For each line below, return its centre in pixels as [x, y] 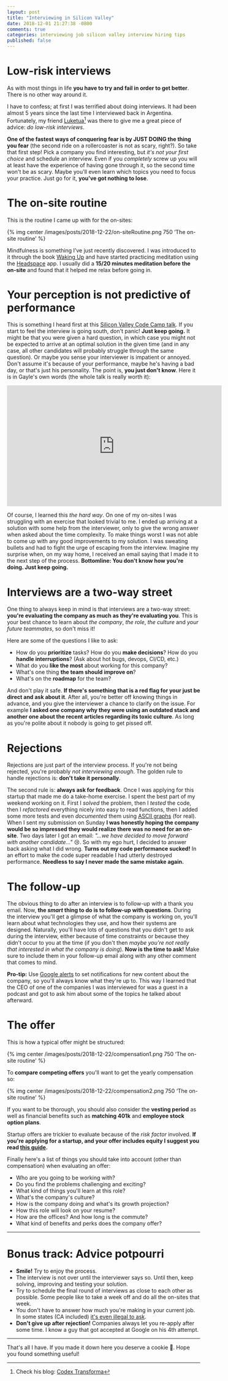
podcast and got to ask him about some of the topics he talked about [94, 994]
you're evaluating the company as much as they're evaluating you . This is [103, 616]
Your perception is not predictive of [99, 295]
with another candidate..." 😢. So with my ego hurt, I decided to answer [97, 842]
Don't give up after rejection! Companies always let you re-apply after [105, 1323]
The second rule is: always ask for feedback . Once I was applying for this [101, 790]
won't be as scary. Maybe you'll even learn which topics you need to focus [101, 171]
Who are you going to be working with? [65, 1178]
